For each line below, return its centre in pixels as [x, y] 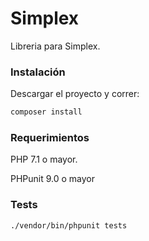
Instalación [38, 72]
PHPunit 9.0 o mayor [53, 179]
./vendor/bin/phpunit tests [69, 225]
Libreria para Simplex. [55, 46]
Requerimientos [50, 138]
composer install [46, 112]
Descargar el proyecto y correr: [75, 94]
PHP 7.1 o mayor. [44, 159]
